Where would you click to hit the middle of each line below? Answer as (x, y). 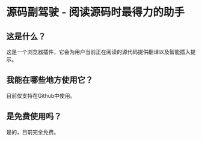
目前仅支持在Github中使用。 (41, 95)
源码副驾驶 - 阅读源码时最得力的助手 (96, 12)
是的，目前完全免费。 (32, 132)
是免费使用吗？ (34, 117)
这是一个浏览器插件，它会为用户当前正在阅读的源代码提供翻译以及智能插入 (98, 52)
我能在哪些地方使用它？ (50, 80)
